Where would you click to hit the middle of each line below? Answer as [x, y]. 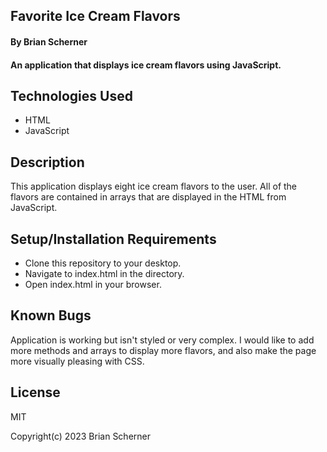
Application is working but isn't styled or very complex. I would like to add [162, 340]
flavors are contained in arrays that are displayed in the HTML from [148, 197]
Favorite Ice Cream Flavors [95, 16]
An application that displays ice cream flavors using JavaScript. [146, 65]
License [35, 392]
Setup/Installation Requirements [113, 239]
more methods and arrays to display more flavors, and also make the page [163, 350]
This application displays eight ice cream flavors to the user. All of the [154, 186]
